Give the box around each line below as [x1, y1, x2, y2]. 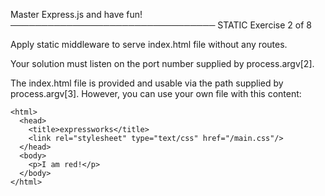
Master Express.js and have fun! [10, 9, 143, 20]
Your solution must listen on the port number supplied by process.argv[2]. [10, 58, 315, 69]
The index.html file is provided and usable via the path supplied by [10, 77, 284, 89]
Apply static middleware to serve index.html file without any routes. [10, 39, 288, 50]
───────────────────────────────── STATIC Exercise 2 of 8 [10, 19, 312, 31]
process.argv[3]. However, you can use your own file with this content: [10, 88, 302, 99]
